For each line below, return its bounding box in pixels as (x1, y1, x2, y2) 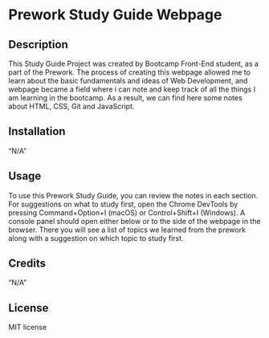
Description (8, 38, 68, 51)
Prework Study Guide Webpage (8, 6, 222, 24)
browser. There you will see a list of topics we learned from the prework (8, 225, 247, 234)
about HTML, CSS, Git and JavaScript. (8, 102, 135, 111)
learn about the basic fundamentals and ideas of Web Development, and (8, 76, 248, 85)
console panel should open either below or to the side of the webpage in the (8, 216, 261, 226)
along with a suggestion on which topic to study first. (8, 233, 184, 242)
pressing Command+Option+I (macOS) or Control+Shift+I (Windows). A (8, 207, 246, 218)
